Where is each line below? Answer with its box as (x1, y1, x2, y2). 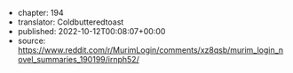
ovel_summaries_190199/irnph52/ (17, 55, 139, 64)
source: (17, 35, 46, 46)
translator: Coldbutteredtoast (17, 17, 124, 27)
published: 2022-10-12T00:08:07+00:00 (17, 26, 166, 36)
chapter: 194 (17, 8, 64, 18)
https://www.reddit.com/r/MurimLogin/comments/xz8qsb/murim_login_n (17, 45, 284, 55)
